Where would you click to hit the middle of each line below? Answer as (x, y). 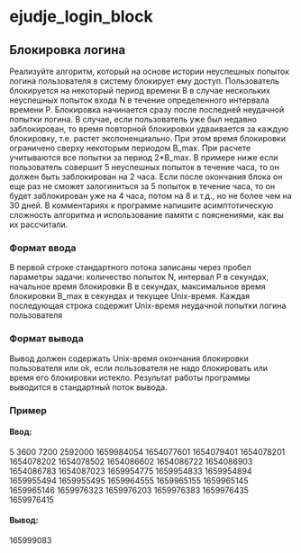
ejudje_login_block (81, 17)
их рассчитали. (39, 224)
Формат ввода (43, 248)
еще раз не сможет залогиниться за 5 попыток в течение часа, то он (142, 186)
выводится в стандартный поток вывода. (89, 387)
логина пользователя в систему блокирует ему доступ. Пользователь (145, 81)
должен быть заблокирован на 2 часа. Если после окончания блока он (146, 177)
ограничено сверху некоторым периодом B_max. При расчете (130, 148)
